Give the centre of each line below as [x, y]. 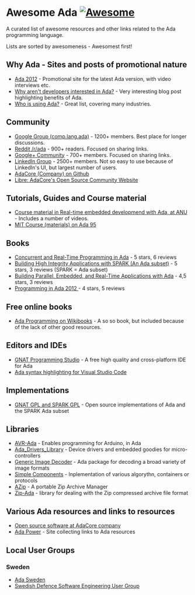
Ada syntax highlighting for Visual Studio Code [71, 372]
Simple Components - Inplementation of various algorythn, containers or [102, 474]
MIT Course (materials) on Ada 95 [55, 225]
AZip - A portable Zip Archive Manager [61, 487]
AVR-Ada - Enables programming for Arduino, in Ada [78, 443]
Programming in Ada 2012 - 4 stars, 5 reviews [69, 288]
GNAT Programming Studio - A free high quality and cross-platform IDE [100, 360]
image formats [32, 468]
